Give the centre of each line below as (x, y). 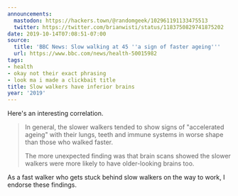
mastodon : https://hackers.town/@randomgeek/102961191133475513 (111, 21)
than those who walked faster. (69, 142)
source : (19, 40)
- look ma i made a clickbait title (61, 80)
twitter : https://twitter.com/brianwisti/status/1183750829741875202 (119, 27)
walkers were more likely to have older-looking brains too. (109, 163)
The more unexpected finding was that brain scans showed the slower (128, 156)
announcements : (30, 14)
